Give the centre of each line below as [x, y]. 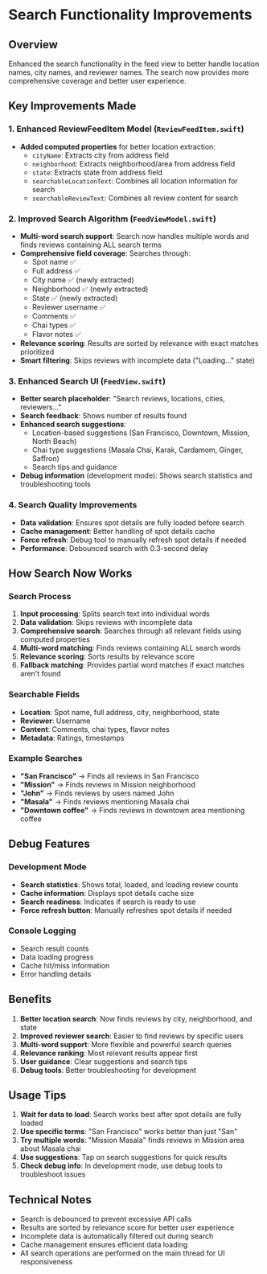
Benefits [30, 999]
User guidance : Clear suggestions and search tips [103, 1061]
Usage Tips [37, 1095]
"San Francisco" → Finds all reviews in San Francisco [109, 776]
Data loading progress [57, 957]
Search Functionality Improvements [130, 15]
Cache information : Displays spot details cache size [107, 893]
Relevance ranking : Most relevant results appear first [109, 1053]
